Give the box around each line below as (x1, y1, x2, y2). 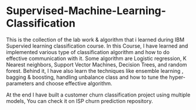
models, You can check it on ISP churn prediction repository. (6, 97, 153, 104)
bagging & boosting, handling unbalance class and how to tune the (6, 74, 168, 81)
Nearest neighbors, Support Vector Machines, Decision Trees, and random (6, 61, 187, 68)
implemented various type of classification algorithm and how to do (6, 48, 170, 55)
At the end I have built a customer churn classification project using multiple (6, 91, 191, 98)
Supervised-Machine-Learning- (6, 4, 167, 18)
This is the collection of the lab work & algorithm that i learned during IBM (6, 36, 185, 43)
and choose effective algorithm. (35, 79, 113, 86)
